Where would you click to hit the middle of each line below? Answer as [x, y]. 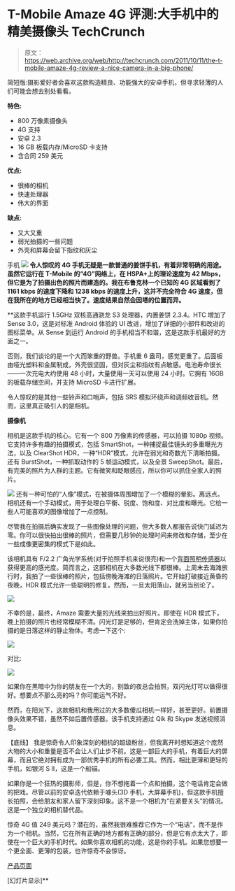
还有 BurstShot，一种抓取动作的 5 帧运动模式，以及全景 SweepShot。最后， [117, 462]
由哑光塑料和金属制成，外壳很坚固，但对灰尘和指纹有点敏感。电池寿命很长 [114, 364]
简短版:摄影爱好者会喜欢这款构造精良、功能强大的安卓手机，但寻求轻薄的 [113, 82]
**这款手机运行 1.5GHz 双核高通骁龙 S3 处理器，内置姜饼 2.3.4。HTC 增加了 [117, 315]
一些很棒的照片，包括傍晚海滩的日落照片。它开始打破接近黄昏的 [136, 576]
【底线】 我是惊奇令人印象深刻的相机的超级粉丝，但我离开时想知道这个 [109, 742]
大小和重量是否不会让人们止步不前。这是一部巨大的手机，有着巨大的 [123, 751]
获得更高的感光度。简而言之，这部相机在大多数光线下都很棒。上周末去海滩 [114, 567]
